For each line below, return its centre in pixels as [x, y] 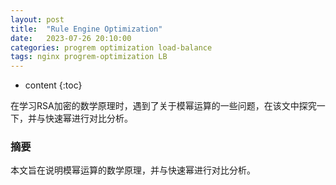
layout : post [37, 19]
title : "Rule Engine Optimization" [86, 29]
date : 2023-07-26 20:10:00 [71, 38]
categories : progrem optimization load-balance [111, 47]
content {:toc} [53, 85]
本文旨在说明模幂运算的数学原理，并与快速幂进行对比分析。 [133, 170]
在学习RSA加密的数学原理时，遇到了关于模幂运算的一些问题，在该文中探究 [163, 106]
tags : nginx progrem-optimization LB [89, 57]
